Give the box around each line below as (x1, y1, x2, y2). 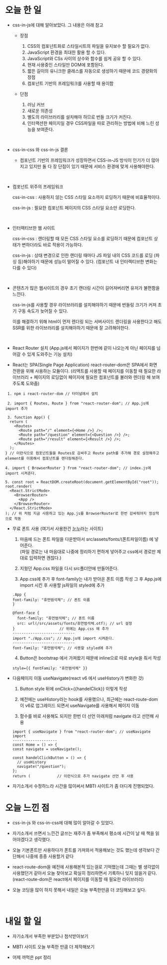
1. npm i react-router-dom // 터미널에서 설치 (7, 391, 98, 396)
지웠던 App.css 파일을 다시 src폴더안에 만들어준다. (19, 565, 119, 571)
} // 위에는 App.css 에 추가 (12, 626, 109, 631)
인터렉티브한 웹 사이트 (12, 225, 56, 231)
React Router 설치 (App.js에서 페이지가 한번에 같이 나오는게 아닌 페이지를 (12, 345, 156, 351)
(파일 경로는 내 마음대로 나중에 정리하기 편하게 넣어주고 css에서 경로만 (19, 548, 156, 555)
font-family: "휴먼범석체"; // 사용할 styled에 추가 (12, 645, 113, 651)
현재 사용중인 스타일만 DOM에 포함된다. (27, 62, 104, 68)
